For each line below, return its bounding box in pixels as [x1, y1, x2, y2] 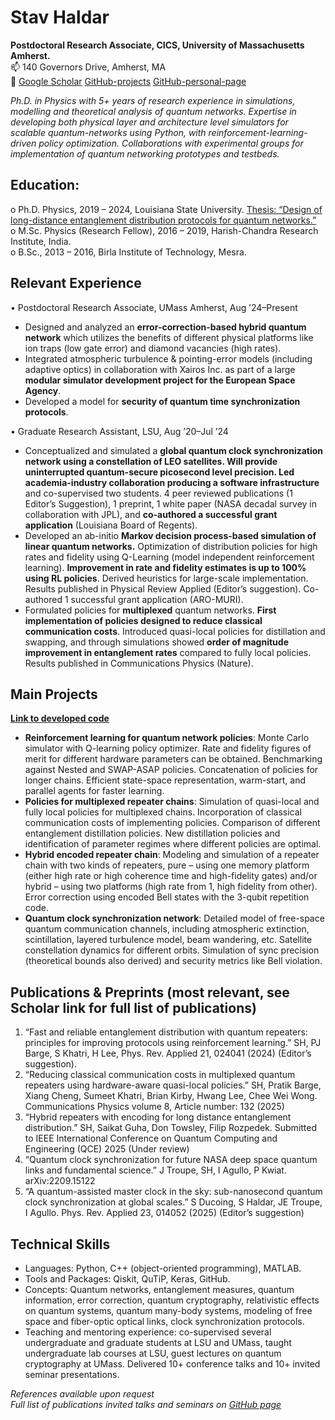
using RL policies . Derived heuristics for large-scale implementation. [24, 572, 309, 584]
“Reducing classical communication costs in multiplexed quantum [24, 1069, 296, 1081]
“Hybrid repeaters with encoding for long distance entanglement [24, 1111, 292, 1123]
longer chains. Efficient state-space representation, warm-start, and [24, 774, 307, 786]
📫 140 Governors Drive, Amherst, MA [10, 61, 167, 73]
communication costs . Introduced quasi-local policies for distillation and [24, 625, 326, 637]
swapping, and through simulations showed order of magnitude [24, 636, 289, 648]
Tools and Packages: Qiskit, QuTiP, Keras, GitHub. [24, 1273, 231, 1285]
